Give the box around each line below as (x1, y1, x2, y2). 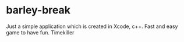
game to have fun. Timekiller (6, 29, 75, 36)
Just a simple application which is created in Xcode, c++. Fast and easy (6, 23, 178, 30)
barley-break (6, 3, 71, 17)
